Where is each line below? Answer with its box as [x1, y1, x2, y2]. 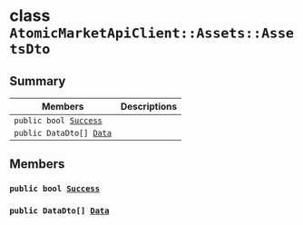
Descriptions [120, 101, 178, 112]
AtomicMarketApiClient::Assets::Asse [9, 24, 295, 42]
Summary [9, 73, 66, 89]
